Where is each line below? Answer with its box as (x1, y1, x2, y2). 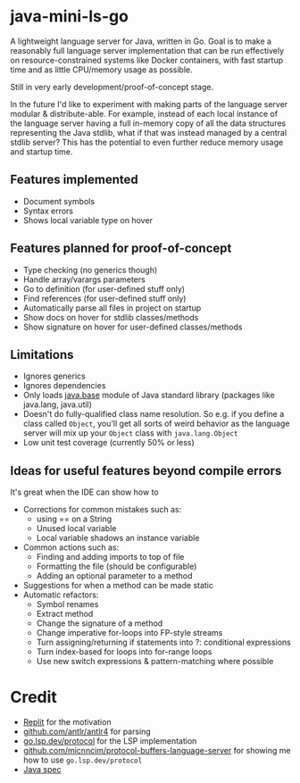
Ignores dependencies (22, 380, 106, 391)
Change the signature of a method (36, 618, 163, 629)
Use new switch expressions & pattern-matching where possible (36, 656, 274, 667)
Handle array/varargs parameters (22, 274, 146, 285)
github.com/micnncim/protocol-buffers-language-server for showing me (22, 746, 291, 756)
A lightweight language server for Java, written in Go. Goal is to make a (10, 36, 271, 46)
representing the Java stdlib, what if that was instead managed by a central (10, 127, 287, 137)
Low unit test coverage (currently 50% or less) (22, 437, 195, 448)
